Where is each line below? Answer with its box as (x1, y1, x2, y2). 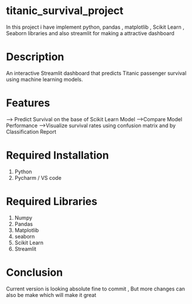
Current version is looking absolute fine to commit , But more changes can (6, 285, 186, 292)
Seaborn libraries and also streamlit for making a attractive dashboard (6, 29, 174, 36)
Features (6, 97, 50, 110)
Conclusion (6, 265, 63, 279)
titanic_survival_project (6, 4, 124, 18)
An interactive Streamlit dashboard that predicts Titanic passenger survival (6, 69, 187, 77)
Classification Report (6, 128, 57, 135)
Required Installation (6, 149, 109, 162)
